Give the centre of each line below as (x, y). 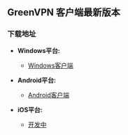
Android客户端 (49, 95)
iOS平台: (30, 109)
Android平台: (37, 80)
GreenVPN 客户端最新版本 (64, 13)
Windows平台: (39, 50)
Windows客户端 (50, 65)
